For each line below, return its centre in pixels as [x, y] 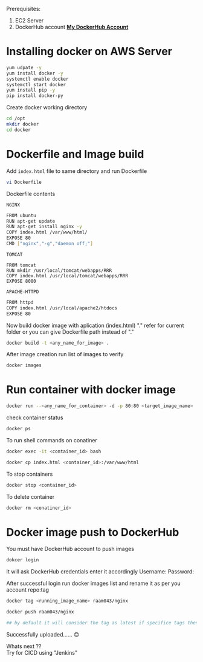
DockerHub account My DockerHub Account [72, 27]
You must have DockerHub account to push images [70, 549]
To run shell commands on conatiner [52, 440]
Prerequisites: [24, 9]
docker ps [19, 429]
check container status [35, 417]
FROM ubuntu [21, 215]
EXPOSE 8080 [21, 281]
